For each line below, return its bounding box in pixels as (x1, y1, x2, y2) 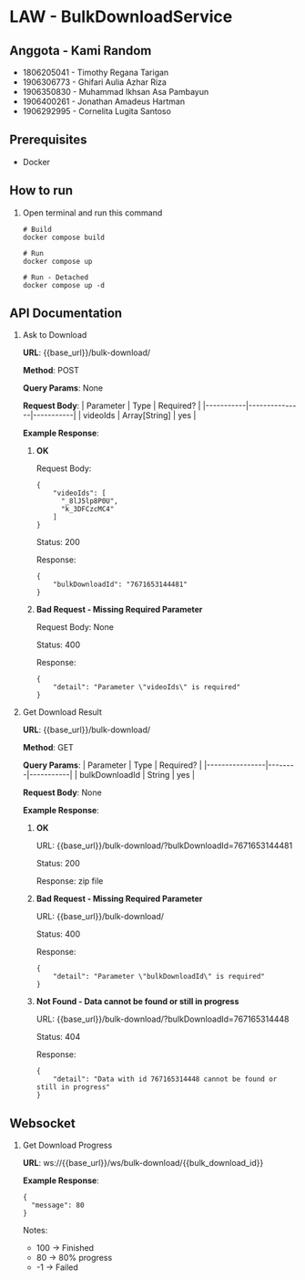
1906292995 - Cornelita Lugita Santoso (22, 106, 171, 116)
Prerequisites (9, 132, 87, 148)
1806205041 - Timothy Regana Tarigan (22, 67, 169, 78)
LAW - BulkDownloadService (9, 6, 233, 27)
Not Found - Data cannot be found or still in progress (36, 996, 239, 1007)
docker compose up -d (22, 280, 105, 289)
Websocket (9, 1116, 76, 1131)
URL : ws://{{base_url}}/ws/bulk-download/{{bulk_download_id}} (22, 1158, 264, 1169)
